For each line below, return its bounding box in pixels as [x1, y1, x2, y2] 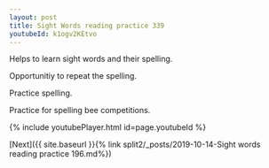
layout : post [9, 12, 58, 22]
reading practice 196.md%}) [9, 149, 113, 159]
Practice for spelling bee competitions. [9, 105, 151, 116]
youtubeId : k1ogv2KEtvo [9, 29, 98, 38]
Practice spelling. [9, 88, 73, 98]
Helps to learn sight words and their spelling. [9, 54, 173, 65]
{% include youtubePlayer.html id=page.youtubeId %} [9, 122, 207, 133]
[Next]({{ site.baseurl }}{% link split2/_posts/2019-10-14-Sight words [9, 139, 261, 150]
